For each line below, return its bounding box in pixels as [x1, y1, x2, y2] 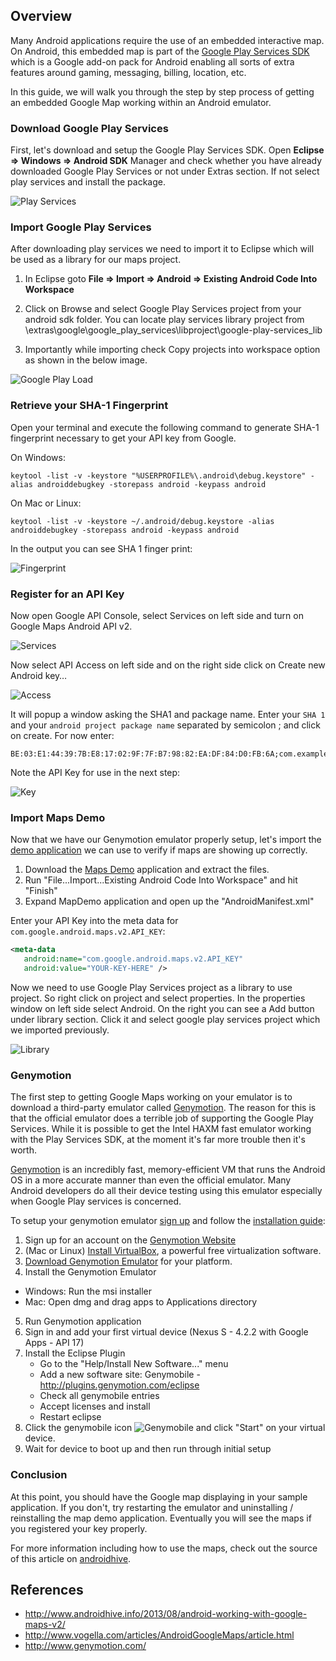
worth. [10, 1144, 37, 1156]
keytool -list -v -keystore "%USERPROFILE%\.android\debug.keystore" [10, 470, 307, 481]
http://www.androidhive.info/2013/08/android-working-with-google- [24, 1608, 308, 1620]
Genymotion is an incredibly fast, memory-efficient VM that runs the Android [10, 1164, 326, 1176]
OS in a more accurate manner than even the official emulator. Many [10, 1174, 292, 1186]
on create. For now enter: [10, 730, 115, 741]
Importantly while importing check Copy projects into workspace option [24, 344, 321, 356]
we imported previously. [10, 1024, 110, 1036]
